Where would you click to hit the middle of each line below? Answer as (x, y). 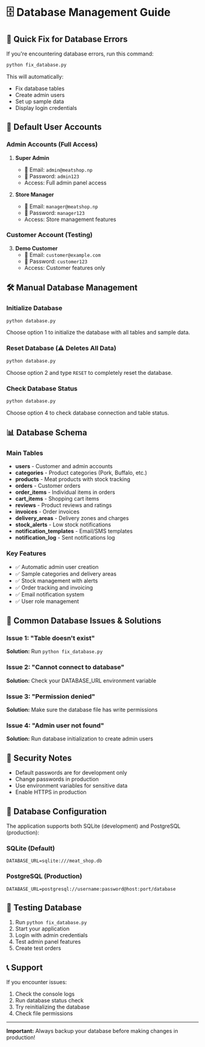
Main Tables (25, 453)
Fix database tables (40, 88)
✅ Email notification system (50, 594)
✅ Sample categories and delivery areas (66, 574)
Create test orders (38, 948)
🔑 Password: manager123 (55, 212)
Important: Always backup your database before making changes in (92, 1031)
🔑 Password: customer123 (56, 261)
